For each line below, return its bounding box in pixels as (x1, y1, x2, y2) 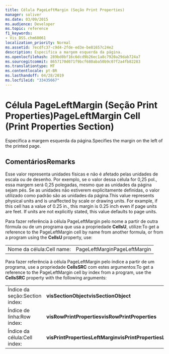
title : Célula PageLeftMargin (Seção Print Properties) (5, 7, 125, 13)
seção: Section (8, 292, 42, 299)
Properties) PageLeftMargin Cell (5, 110, 141, 122)
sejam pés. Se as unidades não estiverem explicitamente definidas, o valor (5, 187, 160, 193)
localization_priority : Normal (5, 40, 71, 45)
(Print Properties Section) (5, 121, 114, 132)
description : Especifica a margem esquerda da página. (5, 49, 123, 54)
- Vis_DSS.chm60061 (5, 36, 46, 41)
